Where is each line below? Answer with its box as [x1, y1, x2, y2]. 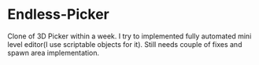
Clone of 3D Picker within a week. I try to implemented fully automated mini [7, 31, 252, 41]
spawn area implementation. [7, 48, 100, 57]
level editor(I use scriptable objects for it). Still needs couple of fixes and [7, 39, 242, 49]
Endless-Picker [7, 5, 109, 23]
